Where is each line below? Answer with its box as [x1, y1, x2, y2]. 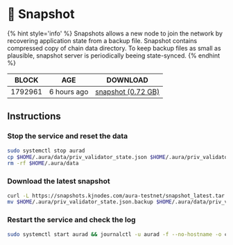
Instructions [7, 110, 61, 122]
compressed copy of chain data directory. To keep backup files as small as [7, 44, 221, 52]
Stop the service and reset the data [7, 131, 128, 141]
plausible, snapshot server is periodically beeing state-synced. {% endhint [7, 51, 221, 60]
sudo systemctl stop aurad [7, 147, 85, 154]
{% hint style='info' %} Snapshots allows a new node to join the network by [7, 29, 223, 37]
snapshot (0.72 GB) [94, 87, 160, 96]
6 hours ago [49, 87, 89, 96]
